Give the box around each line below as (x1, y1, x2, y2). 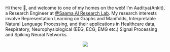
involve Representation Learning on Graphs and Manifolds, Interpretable (5, 16, 156, 21)
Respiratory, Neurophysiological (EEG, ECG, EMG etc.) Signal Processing (5, 26, 157, 32)
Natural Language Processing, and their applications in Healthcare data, (5, 21, 156, 27)
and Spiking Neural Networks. (5, 32, 68, 37)
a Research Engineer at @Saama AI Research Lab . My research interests (5, 10, 157, 16)
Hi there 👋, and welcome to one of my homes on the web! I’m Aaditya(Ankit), (5, 5, 165, 11)
